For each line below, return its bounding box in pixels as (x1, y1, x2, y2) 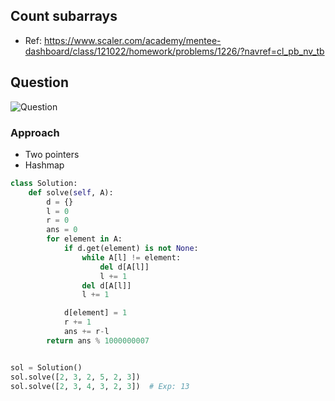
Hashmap (24, 159, 65, 171)
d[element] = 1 (63, 308, 128, 318)
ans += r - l (63, 327, 110, 337)
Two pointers (24, 148, 80, 160)
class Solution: (10, 178, 78, 188)
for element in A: (46, 234, 123, 244)
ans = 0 (46, 225, 78, 235)
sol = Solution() (10, 362, 83, 373)
